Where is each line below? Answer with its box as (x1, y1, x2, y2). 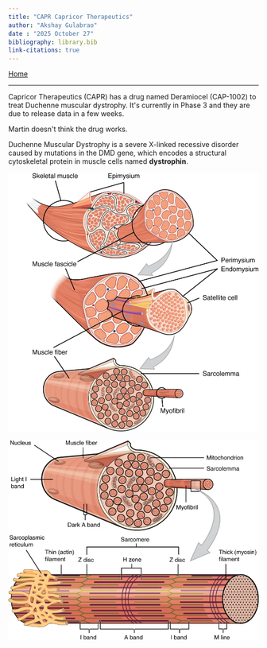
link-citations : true (8, 46, 80, 55)
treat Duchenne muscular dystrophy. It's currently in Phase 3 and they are (8, 100, 250, 111)
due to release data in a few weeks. (8, 109, 125, 118)
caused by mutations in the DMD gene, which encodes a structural (8, 148, 226, 158)
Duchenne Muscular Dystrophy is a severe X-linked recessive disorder (8, 140, 239, 149)
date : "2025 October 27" (8, 29, 94, 37)
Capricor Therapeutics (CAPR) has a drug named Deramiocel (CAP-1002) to (8, 92, 257, 102)
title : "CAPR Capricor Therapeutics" (8, 13, 133, 21)
